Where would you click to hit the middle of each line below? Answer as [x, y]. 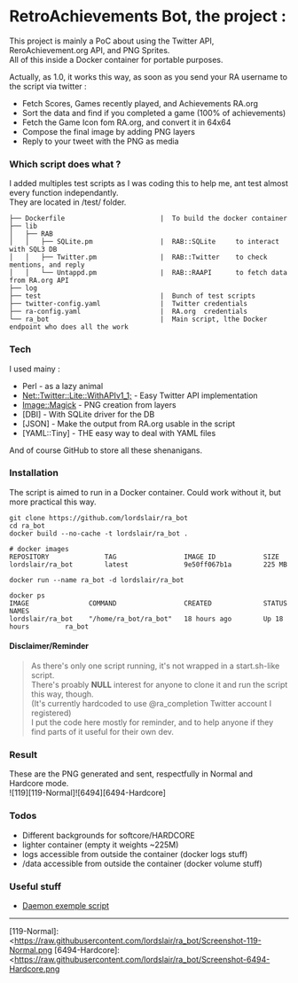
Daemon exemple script [65, 905]
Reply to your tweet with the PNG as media [100, 141]
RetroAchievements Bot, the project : [148, 16]
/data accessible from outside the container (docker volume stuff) [142, 863]
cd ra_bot [27, 526]
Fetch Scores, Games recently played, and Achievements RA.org [140, 103]
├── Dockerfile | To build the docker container [149, 219]
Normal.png [31, 949]
